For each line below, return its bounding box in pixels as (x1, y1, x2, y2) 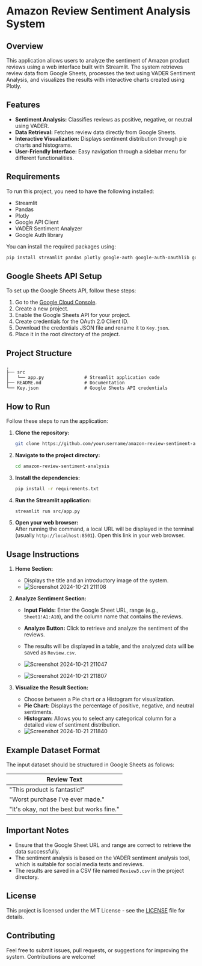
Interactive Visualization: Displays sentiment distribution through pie (14, 135, 188, 142)
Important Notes (6, 825, 69, 835)
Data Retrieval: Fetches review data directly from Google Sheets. (14, 128, 177, 136)
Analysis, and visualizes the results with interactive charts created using (6, 76, 185, 83)
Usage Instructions (6, 549, 79, 559)
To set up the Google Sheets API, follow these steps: (6, 287, 136, 294)
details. (6, 913, 25, 920)
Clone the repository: (14, 429, 70, 436)
